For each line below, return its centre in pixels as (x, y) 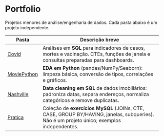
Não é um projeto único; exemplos (82, 120)
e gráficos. (55, 80)
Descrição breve (100, 39)
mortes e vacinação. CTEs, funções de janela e (96, 54)
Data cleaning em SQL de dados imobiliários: (95, 88)
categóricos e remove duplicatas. (81, 100)
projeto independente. (27, 27)
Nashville (18, 94)
